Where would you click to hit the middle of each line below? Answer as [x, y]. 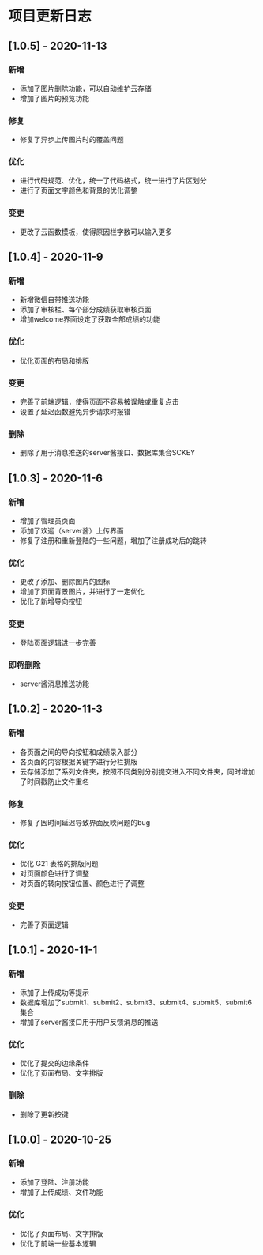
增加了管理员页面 [47, 521]
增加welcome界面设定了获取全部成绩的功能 [90, 319]
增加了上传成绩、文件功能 [61, 1192]
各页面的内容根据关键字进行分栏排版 [79, 761]
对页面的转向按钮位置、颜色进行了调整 [82, 884]
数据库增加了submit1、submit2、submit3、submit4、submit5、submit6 [136, 1002]
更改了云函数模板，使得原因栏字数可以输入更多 [96, 232]
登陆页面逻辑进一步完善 [58, 643]
